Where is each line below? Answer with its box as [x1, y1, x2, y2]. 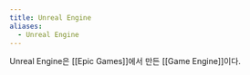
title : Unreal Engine [9, 13, 92, 23]
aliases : [9, 22, 43, 31]
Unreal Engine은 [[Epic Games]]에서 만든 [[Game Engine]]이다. [9, 56, 242, 67]
